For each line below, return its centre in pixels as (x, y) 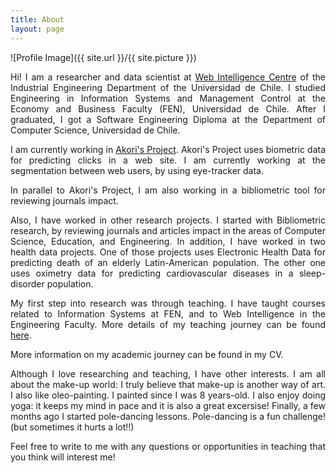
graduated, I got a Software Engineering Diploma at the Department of (168, 119)
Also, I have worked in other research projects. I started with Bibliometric (168, 220)
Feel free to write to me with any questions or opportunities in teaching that (168, 446)
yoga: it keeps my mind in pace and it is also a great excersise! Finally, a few (168, 405)
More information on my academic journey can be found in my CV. (147, 354)
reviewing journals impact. (64, 200)
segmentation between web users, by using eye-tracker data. (137, 170)
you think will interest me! (63, 457)
